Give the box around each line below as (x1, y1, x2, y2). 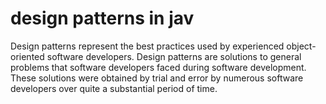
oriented (10, 50, 45, 62)
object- (286, 40, 317, 52)
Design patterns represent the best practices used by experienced (10, 40, 285, 52)
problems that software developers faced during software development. (10, 61, 307, 73)
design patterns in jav (10, 7, 195, 30)
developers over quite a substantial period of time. (10, 82, 218, 94)
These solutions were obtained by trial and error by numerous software (10, 72, 304, 84)
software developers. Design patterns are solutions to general (46, 50, 302, 62)
